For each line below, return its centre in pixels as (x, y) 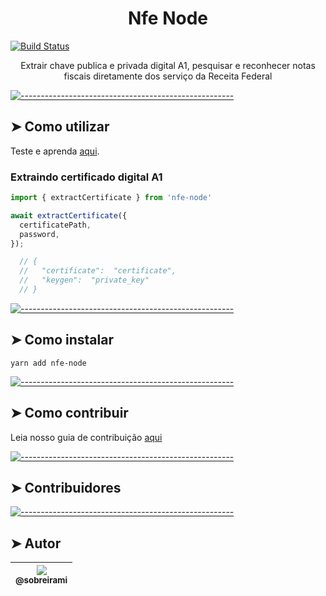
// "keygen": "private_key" (84, 280)
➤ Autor (36, 543)
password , (39, 234)
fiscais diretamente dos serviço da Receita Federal (168, 76)
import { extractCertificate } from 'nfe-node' (111, 198)
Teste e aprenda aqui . (55, 151)
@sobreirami (41, 580)
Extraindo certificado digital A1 (86, 177)
